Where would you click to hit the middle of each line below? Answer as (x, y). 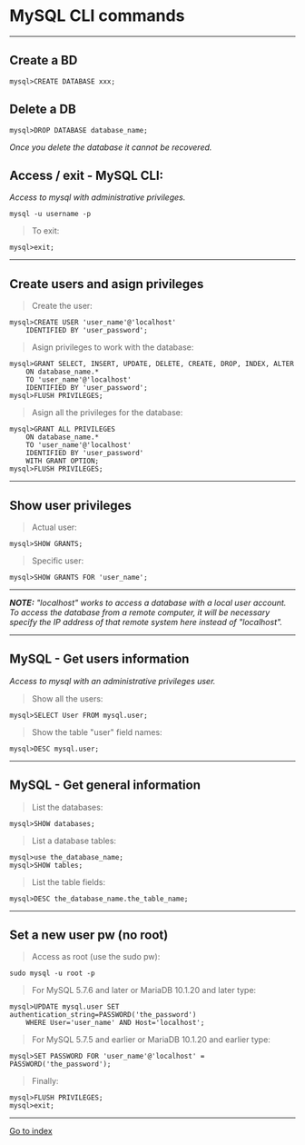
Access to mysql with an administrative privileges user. (113, 681)
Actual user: (54, 527)
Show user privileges (70, 505)
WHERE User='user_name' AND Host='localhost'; (115, 1023)
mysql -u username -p (50, 214)
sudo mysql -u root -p (52, 973)
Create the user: (62, 306)
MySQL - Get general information (105, 786)
